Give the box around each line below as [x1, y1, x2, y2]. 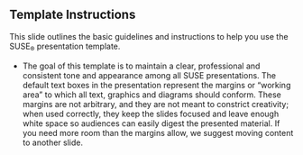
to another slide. [22, 137, 84, 148]
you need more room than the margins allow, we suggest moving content [22, 127, 294, 138]
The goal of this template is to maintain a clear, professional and [22, 60, 261, 71]
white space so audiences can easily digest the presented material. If [22, 117, 280, 129]
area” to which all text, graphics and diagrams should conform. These [22, 89, 282, 100]
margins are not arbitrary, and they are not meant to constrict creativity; [22, 98, 289, 109]
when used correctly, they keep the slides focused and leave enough [22, 108, 280, 119]
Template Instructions [9, 7, 136, 23]
